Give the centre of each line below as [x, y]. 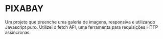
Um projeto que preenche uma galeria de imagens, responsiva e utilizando [80, 22]
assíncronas [17, 32]
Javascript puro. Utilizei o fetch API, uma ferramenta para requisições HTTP [81, 27]
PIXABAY [24, 9]
